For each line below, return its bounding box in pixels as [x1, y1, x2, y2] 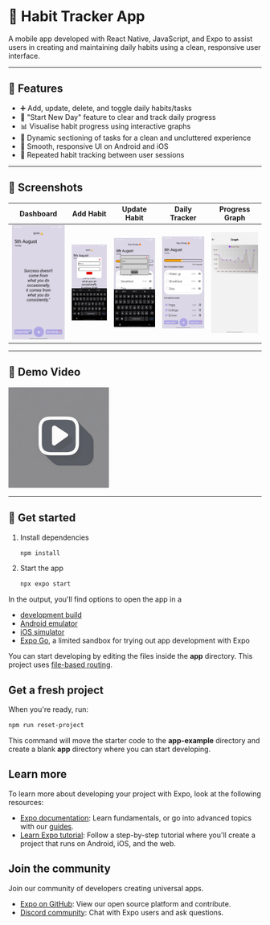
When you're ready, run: [8, 705, 88, 714]
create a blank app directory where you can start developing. [8, 744, 211, 754]
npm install [19, 549, 60, 557]
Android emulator [19, 619, 78, 628]
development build [19, 610, 82, 620]
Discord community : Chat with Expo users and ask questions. [19, 907, 224, 917]
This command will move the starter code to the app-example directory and [8, 736, 260, 745]
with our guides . [19, 821, 74, 831]
